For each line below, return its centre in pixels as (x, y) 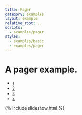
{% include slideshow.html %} (35, 108)
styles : (13, 37)
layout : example (21, 18)
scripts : (14, 28)
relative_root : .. (23, 23)
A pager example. (41, 70)
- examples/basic (27, 41)
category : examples (25, 14)
